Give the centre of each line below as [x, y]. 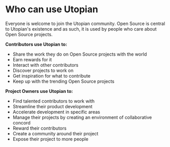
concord [21, 122]
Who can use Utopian [52, 9]
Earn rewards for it [32, 59]
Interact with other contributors [45, 65]
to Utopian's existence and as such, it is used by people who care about [81, 29]
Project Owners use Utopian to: [39, 91]
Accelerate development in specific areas [56, 112]
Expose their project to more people [50, 139]
